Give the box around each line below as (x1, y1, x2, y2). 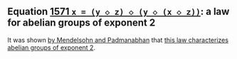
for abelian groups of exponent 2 (7, 17, 156, 29)
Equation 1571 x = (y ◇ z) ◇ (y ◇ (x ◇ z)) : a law (7, 6, 230, 18)
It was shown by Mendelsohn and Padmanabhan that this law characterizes (7, 36, 229, 44)
